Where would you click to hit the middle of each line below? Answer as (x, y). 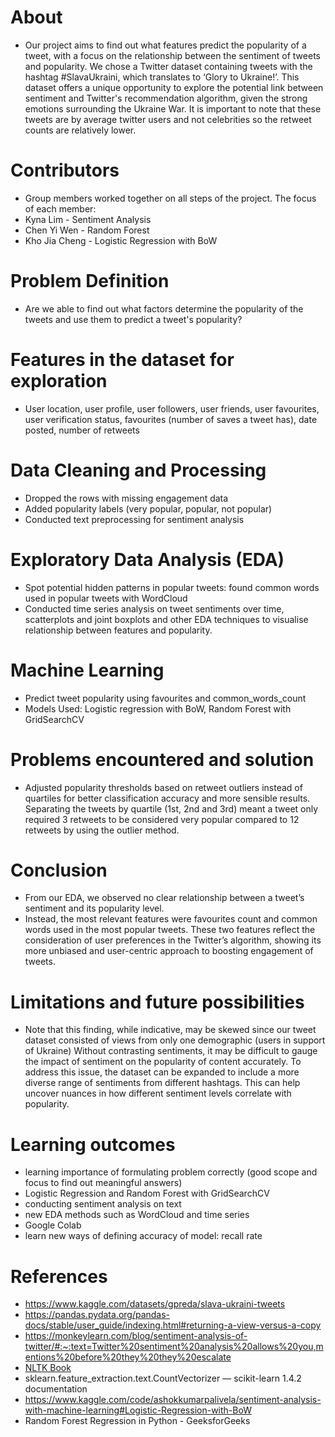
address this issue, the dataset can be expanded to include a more (162, 1072)
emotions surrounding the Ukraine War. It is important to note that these (173, 108)
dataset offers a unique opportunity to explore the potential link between (174, 87)
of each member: (60, 208)
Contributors (65, 170)
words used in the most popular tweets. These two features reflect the (170, 930)
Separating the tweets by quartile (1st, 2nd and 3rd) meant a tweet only (171, 808)
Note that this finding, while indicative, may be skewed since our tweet (170, 1030)
